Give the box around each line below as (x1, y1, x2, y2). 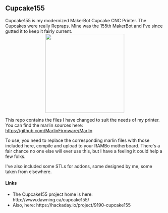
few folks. (5, 153, 26, 159)
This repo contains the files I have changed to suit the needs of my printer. (5, 117, 160, 123)
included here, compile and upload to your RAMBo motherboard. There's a (5, 142, 160, 148)
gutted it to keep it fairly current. (5, 28, 73, 34)
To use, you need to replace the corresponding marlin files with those (5, 137, 150, 143)
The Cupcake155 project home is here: (12, 191, 93, 197)
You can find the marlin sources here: (5, 122, 83, 128)
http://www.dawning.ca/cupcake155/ (12, 197, 90, 203)
